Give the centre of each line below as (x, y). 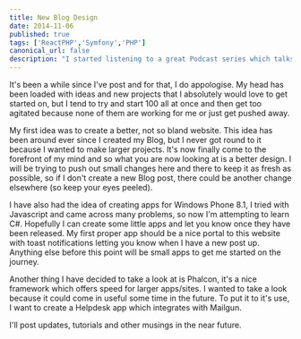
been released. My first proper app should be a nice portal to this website (145, 233)
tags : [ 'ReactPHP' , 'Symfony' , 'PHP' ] (77, 42)
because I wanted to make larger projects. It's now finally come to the (138, 149)
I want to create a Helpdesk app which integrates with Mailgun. (125, 308)
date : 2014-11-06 (42, 26)
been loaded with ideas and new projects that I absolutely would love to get (149, 94)
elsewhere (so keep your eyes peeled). (81, 187)
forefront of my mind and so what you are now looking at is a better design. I (150, 159)
